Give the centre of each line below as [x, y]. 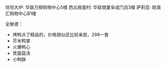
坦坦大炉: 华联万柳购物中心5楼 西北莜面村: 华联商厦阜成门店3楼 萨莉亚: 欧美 [83, 7]
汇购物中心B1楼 [21, 13]
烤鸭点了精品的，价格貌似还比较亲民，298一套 [60, 34]
